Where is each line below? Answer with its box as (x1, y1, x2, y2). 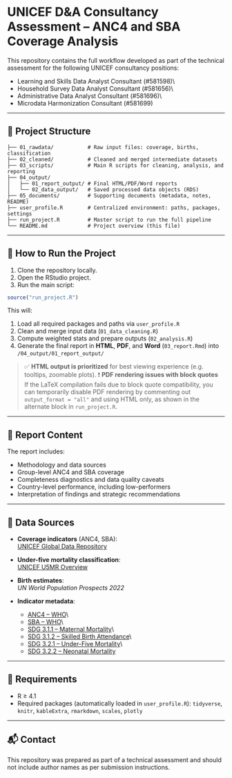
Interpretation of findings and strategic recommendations (17, 490, 181, 498)
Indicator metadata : (17, 597, 75, 605)
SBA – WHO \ (27, 618, 64, 626)
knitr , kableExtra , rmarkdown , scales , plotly (17, 706, 143, 714)
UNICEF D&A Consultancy (7, 4, 159, 20)
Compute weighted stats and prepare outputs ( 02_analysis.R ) (17, 334, 193, 342)
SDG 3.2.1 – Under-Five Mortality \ (27, 640, 123, 648)
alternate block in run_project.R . (23, 402, 117, 411)
